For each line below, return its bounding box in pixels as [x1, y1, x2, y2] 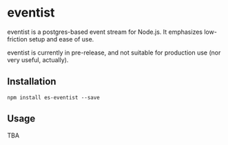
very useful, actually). [7, 55, 69, 64]
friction [7, 35, 28, 43]
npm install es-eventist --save [7, 94, 100, 101]
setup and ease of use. [28, 35, 94, 43]
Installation [7, 76, 56, 88]
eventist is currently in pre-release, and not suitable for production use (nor [7, 48, 221, 57]
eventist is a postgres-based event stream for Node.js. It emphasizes [7, 28, 203, 36]
